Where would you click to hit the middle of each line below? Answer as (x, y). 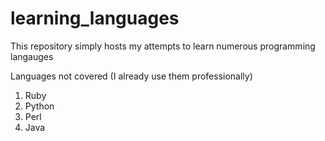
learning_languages (95, 18)
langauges (32, 56)
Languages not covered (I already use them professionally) (131, 76)
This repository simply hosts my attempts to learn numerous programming (163, 46)
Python (39, 106)
